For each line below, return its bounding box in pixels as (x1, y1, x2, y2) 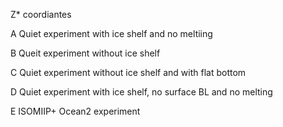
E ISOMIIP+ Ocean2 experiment (10, 105, 141, 117)
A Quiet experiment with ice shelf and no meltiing (10, 28, 213, 39)
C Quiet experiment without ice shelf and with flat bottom (10, 67, 247, 78)
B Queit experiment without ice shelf (10, 47, 161, 59)
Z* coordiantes (10, 9, 72, 20)
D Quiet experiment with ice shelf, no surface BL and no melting (10, 86, 273, 98)
